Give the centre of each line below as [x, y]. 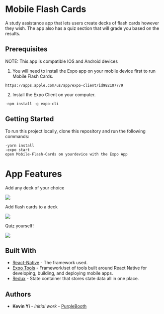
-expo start [17, 150]
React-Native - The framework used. [50, 263]
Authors [18, 294]
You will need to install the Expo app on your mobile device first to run [84, 71]
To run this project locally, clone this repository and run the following [75, 131]
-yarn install [20, 146]
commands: [17, 136]
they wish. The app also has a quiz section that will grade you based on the [82, 28]
